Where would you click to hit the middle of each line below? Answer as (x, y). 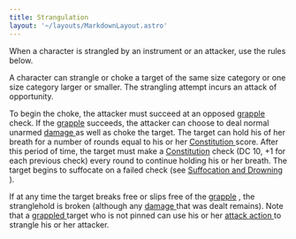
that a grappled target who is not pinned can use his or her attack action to (145, 215)
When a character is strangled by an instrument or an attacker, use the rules (148, 50)
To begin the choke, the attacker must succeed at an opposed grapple (137, 113)
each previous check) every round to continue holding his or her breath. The (148, 160)
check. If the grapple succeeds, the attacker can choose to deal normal (139, 123)
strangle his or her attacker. (59, 224)
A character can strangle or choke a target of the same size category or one (148, 77)
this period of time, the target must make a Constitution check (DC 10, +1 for (148, 150)
